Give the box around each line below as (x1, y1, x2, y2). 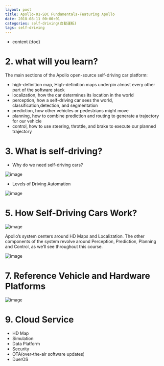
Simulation (12, 335, 34, 341)
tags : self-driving (5, 25, 45, 30)
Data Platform (12, 341, 40, 346)
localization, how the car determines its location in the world (12, 92, 134, 98)
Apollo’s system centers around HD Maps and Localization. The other (5, 233, 145, 239)
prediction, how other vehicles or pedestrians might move (12, 108, 129, 114)
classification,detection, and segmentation (12, 102, 98, 108)
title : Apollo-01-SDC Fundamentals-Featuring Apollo (5, 12, 115, 17)
